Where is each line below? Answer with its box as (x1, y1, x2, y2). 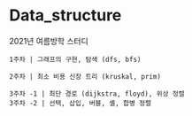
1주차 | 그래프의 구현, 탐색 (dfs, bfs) (9, 55, 142, 64)
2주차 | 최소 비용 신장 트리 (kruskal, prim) (9, 72, 162, 81)
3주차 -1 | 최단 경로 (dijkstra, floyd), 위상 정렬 (9, 89, 185, 98)
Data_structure (9, 5, 122, 26)
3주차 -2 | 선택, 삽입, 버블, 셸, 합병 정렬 (9, 98, 152, 107)
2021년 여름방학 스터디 (9, 35, 88, 46)
